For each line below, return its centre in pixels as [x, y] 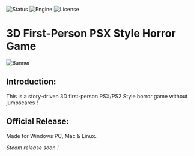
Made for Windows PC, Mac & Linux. [52, 136]
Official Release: [38, 121]
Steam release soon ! [32, 148]
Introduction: [31, 82]
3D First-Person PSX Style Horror [91, 34]
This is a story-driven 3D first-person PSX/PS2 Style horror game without [97, 96]
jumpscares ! [22, 103]
